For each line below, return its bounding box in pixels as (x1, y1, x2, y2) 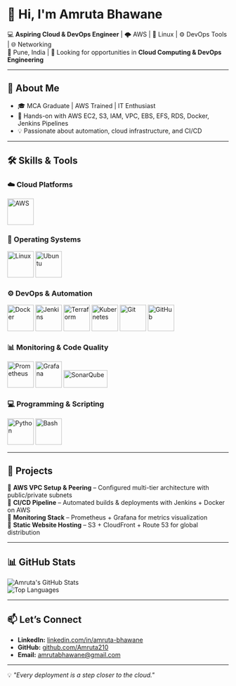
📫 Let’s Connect (7, 614, 82, 626)
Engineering (7, 55, 44, 64)
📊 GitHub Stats (7, 556, 76, 568)
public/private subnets (7, 491, 72, 499)
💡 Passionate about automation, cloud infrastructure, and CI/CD (17, 126, 202, 135)
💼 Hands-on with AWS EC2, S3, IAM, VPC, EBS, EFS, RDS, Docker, (17, 112, 209, 120)
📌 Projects (7, 465, 53, 477)
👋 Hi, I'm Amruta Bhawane (7, 6, 163, 22)
